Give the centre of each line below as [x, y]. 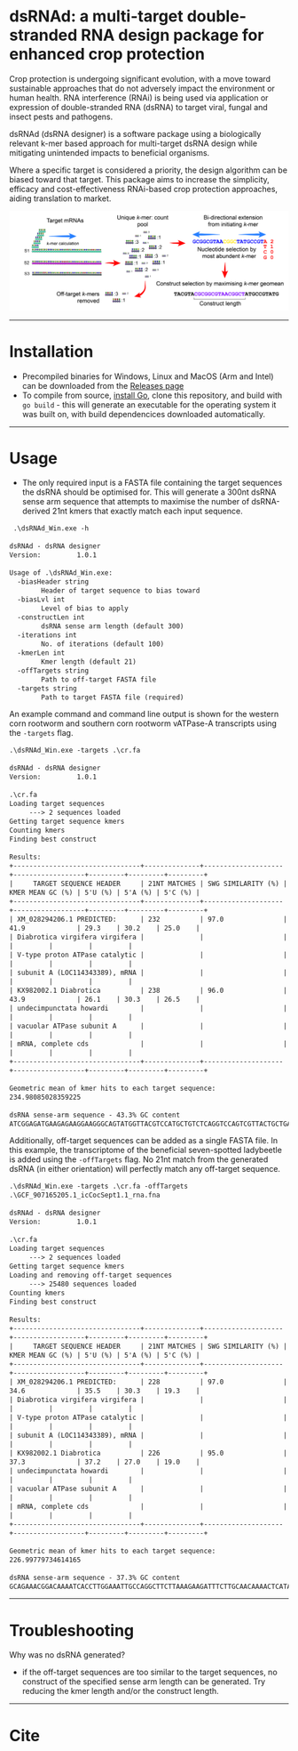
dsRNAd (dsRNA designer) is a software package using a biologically [135, 133]
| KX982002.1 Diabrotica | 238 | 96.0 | [149, 991]
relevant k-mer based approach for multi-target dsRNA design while [133, 143]
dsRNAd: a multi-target [96, 16]
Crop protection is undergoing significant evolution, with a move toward [140, 78]
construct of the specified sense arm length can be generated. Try [144, 1682]
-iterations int [47, 635]
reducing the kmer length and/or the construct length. [120, 1691]
